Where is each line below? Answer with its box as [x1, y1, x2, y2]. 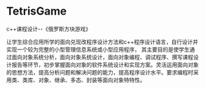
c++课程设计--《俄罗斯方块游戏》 [6, 25, 92, 32]
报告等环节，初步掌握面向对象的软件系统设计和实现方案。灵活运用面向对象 [11, 61, 199, 68]
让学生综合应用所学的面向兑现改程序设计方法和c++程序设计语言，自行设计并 [6, 38, 198, 45]
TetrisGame [6, 4, 67, 18]
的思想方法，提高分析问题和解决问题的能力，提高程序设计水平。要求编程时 [6, 68, 193, 76]
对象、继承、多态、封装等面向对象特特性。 [38, 76, 145, 84]
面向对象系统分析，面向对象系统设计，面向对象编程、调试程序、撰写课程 [11, 53, 193, 60]
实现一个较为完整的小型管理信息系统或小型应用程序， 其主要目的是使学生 [6, 46, 190, 53]
